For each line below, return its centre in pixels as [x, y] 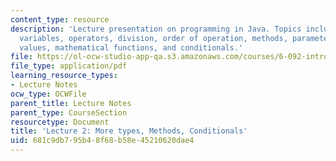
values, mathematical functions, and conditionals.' [131, 47]
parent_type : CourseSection [69, 112]
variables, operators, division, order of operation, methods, [153, 38]
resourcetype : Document [60, 122]
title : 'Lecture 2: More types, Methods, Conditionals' [129, 131]
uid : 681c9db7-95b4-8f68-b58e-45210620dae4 [102, 141]
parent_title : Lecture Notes [71, 103]
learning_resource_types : [64, 76]
